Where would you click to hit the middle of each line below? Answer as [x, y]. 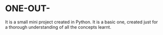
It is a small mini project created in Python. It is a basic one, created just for [81, 22]
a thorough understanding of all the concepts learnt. [58, 27]
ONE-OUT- [28, 9]
